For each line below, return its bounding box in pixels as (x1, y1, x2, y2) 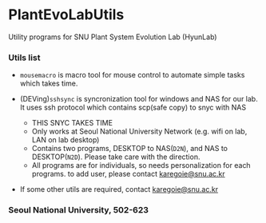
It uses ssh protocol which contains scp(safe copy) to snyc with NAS (19, 102, 246, 113)
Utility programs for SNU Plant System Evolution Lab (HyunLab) (8, 32, 217, 42)
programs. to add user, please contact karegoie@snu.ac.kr (31, 169, 225, 179)
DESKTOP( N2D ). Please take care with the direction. (31, 152, 200, 161)
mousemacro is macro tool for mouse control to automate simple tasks (19, 70, 245, 80)
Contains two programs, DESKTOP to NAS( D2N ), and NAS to (31, 144, 228, 153)
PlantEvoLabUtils (8, 6, 125, 24)
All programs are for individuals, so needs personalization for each (31, 161, 251, 170)
